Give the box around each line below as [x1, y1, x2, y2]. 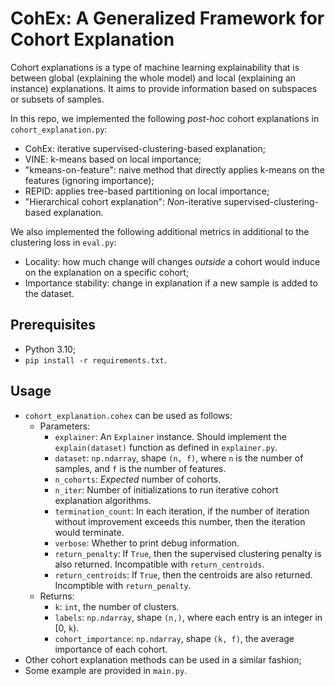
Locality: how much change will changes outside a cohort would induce [24, 255, 321, 267]
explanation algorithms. [54, 494, 152, 506]
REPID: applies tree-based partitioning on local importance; [24, 185, 270, 197]
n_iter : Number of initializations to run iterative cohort [54, 483, 279, 496]
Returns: [39, 590, 75, 602]
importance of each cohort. [54, 643, 168, 655]
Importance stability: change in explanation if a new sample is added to [24, 277, 318, 289]
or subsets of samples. [10, 93, 105, 105]
